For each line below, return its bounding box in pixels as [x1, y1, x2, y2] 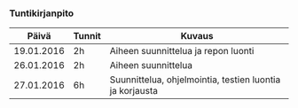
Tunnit [73, 30, 102, 42]
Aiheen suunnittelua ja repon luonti [109, 45, 255, 58]
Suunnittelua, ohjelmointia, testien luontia [109, 73, 281, 86]
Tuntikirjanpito [9, 7, 74, 19]
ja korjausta [109, 85, 158, 97]
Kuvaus [180, 30, 214, 42]
